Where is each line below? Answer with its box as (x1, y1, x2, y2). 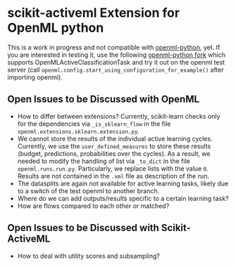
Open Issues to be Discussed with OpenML (7, 93, 199, 105)
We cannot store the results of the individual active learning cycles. (17, 134, 213, 143)
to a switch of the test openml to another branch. (17, 186, 160, 195)
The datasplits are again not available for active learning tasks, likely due (17, 179, 229, 188)
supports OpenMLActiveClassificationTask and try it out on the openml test (7, 58, 225, 66)
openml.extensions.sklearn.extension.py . (17, 126, 139, 135)
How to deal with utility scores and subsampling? (17, 252, 160, 260)
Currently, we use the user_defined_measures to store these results (17, 142, 211, 150)
